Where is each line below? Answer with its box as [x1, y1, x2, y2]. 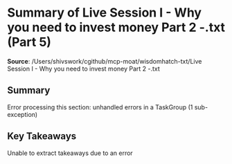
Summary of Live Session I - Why [7, 5, 202, 21]
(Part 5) [7, 35, 52, 50]
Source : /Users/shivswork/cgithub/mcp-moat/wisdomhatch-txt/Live [7, 57, 202, 65]
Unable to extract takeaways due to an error [7, 149, 133, 157]
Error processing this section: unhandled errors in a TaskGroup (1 [7, 102, 193, 111]
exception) [7, 110, 38, 118]
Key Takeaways [7, 130, 77, 143]
